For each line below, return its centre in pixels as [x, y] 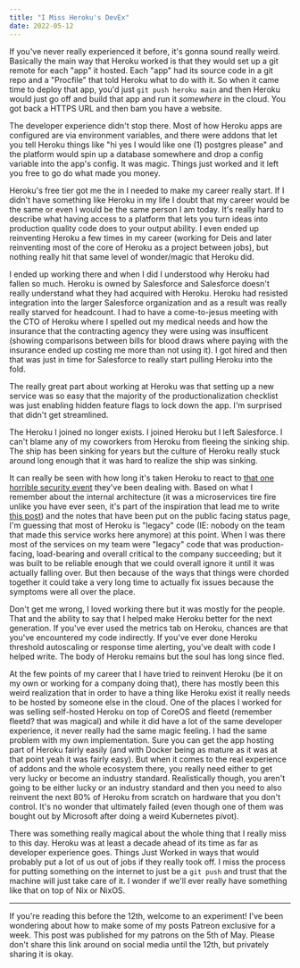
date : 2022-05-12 [42, 26]
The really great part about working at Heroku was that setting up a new [142, 386]
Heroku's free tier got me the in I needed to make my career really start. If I [147, 190]
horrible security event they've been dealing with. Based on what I [131, 487]
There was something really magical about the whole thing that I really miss [148, 833]
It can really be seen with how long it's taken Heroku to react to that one [142, 478]
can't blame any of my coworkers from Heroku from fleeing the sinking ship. [150, 441]
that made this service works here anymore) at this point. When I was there [147, 534]
